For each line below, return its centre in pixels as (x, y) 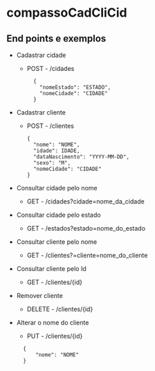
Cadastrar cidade (41, 55)
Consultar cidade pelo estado (58, 215)
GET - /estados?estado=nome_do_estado (86, 228)
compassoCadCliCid (67, 13)
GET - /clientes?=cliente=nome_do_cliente (87, 255)
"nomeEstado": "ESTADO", (75, 88)
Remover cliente (39, 296)
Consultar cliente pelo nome (57, 242)
